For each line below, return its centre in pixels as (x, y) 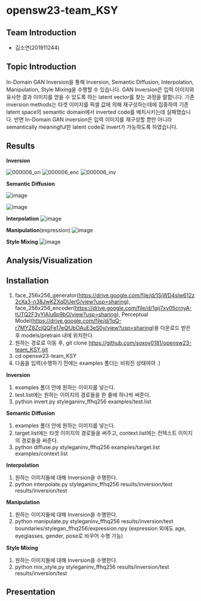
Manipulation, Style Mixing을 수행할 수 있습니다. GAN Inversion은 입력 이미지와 (100, 89)
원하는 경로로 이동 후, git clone (51, 342)
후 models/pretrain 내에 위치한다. (54, 335)
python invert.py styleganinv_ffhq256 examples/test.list (83, 401)
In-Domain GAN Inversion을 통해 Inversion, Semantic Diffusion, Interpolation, (100, 82)
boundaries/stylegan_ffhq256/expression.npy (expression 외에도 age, (100, 528)
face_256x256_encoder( (45, 308)
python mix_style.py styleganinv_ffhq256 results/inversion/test (92, 567)
